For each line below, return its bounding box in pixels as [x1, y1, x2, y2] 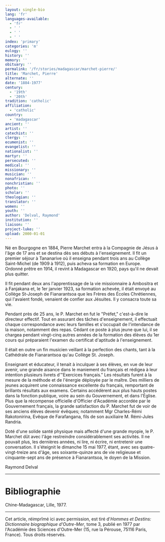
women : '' [5, 204, 26, 209]
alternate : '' [5, 76, 34, 81]
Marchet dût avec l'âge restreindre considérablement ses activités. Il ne [5, 433, 150, 439]
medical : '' [5, 163, 29, 168]
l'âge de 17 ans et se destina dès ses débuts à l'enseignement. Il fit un [5, 250, 147, 256]
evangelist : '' [5, 145, 36, 150]
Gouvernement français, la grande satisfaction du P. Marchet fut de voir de [5, 403, 157, 409]
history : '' [5, 53, 29, 58]
